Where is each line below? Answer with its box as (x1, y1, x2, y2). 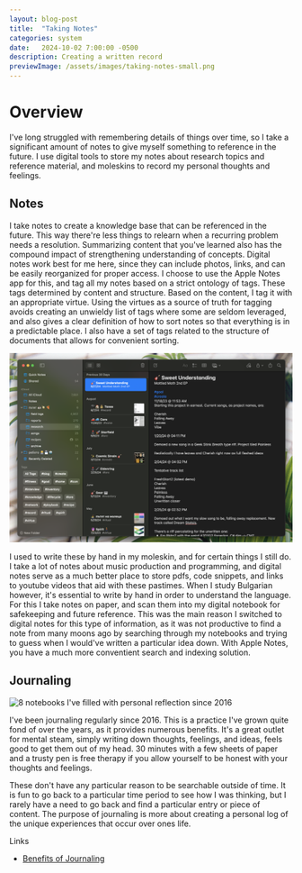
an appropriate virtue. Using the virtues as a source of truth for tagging (9, 296, 272, 307)
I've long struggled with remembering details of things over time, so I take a (9, 132, 289, 142)
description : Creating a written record (9, 52, 164, 62)
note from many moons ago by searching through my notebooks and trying (9, 627, 288, 639)
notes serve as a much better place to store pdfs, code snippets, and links (9, 570, 284, 581)
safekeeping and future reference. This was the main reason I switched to (9, 608, 283, 619)
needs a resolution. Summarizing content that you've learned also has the (9, 239, 282, 250)
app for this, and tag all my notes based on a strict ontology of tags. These (9, 277, 286, 288)
